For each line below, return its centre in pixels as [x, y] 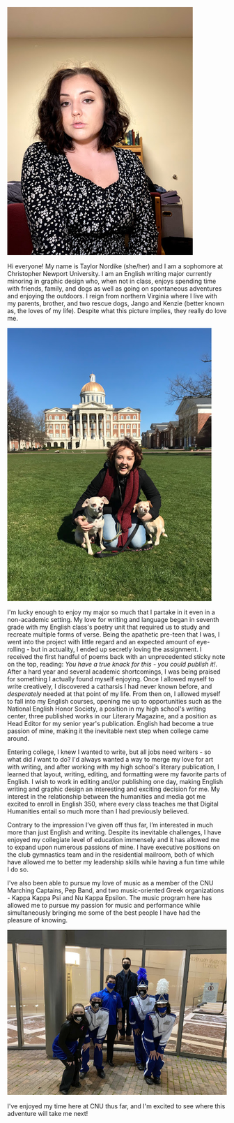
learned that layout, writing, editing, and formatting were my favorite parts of [117, 774]
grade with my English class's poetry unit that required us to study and [109, 627]
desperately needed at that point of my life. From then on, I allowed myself [114, 694]
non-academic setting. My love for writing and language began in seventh [113, 620]
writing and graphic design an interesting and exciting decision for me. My [114, 789]
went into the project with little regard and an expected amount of [101, 642]
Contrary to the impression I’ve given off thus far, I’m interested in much [110, 825]
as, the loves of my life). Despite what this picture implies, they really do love [117, 311]
